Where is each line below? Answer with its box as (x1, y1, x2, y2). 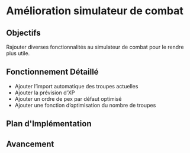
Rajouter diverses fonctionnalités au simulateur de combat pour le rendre (6, 43, 184, 50)
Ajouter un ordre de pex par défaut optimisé (14, 95, 122, 102)
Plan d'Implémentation (6, 119, 92, 129)
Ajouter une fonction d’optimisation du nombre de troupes (14, 101, 156, 109)
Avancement (6, 139, 54, 149)
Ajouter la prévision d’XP (14, 89, 75, 96)
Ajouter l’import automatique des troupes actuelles (14, 82, 139, 90)
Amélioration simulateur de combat (6, 4, 183, 18)
